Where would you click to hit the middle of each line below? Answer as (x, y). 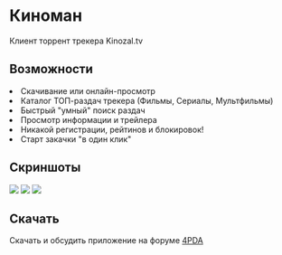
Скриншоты (45, 168)
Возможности (51, 69)
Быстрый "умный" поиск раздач (84, 110)
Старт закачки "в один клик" (76, 139)
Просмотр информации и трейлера (89, 119)
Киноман (46, 16)
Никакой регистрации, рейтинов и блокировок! (113, 129)
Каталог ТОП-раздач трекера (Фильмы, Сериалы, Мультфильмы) (147, 100)
